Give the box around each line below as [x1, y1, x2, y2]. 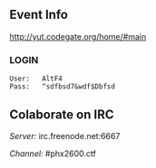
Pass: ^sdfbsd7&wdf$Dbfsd [9, 82, 116, 91]
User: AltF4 [9, 74, 63, 84]
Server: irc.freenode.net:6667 [9, 130, 121, 141]
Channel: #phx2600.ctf [9, 148, 97, 159]
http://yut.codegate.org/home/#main [9, 31, 147, 42]
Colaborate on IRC [9, 107, 114, 122]
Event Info [9, 7, 68, 23]
